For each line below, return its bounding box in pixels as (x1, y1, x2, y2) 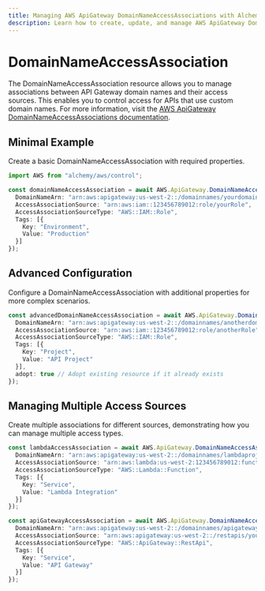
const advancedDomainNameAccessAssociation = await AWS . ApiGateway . (8, 311, 238, 319)
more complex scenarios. (8, 295, 91, 305)
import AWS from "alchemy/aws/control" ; (8, 171, 144, 180)
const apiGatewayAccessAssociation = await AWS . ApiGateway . (8, 517, 211, 525)
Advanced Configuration (8, 266, 132, 280)
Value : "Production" (22, 230, 90, 238)
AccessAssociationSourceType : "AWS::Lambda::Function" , (15, 466, 203, 474)
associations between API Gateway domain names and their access (8, 88, 229, 97)
